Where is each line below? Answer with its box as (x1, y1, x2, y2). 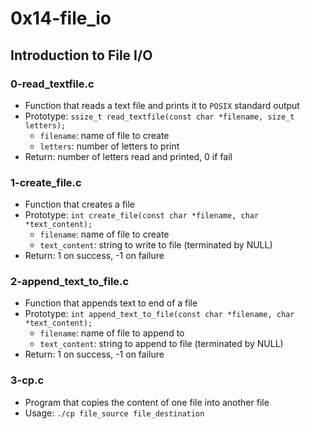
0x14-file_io (10, 7, 112, 30)
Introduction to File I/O (10, 47, 153, 64)
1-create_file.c (10, 175, 82, 189)
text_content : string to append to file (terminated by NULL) (39, 338, 284, 350)
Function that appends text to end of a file (24, 297, 198, 309)
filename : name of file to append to (39, 327, 185, 339)
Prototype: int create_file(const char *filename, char (24, 209, 260, 221)
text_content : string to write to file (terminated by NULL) (39, 239, 273, 251)
